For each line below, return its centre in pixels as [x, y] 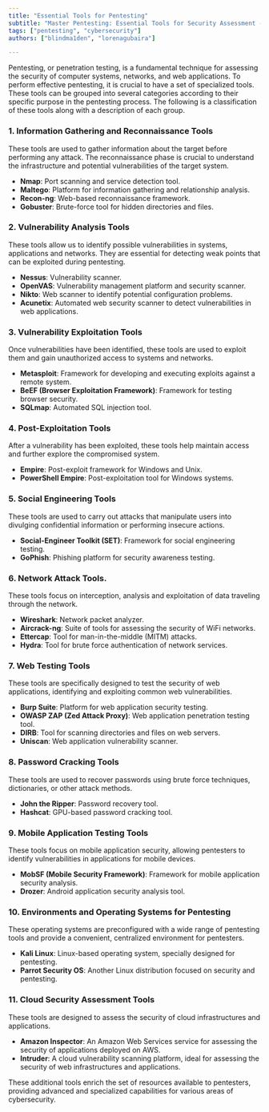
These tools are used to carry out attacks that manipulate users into [120, 516]
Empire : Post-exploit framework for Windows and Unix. [111, 470]
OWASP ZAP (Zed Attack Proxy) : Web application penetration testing [134, 716]
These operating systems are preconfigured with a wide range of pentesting [134, 929]
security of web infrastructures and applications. [100, 1066]
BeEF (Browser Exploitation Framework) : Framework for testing [126, 391]
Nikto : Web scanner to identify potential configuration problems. [126, 294]
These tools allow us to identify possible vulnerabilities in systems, [118, 244]
